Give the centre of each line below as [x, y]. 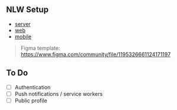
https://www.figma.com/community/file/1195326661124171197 [96, 54]
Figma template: [40, 48]
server [22, 24]
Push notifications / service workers [59, 93]
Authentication [33, 87]
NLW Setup [28, 10]
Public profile [31, 101]
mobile [23, 36]
